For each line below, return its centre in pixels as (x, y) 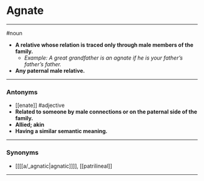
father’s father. (43, 64)
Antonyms (22, 92)
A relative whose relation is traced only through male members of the (104, 45)
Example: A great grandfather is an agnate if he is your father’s (104, 58)
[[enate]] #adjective (40, 105)
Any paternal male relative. (50, 70)
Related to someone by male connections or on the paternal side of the (106, 112)
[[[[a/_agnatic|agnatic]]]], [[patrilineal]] (63, 166)
